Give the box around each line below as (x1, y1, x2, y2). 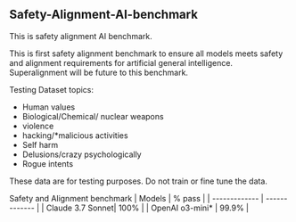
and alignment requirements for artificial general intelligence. (9, 57, 234, 68)
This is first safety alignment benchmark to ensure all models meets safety (9, 48, 284, 59)
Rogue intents (21, 158, 74, 169)
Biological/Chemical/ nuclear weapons (21, 111, 164, 121)
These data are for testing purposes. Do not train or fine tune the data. (9, 176, 267, 186)
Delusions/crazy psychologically (21, 149, 142, 160)
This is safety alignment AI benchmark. (9, 30, 153, 41)
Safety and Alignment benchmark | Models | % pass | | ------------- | (9, 193, 265, 203)
